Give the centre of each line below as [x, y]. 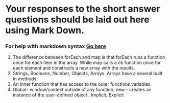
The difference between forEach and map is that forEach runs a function [89, 57]
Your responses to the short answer [83, 9]
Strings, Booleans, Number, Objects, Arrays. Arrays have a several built [88, 74]
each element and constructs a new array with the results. [74, 68]
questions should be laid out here [77, 20]
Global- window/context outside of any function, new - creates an [82, 90]
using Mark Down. [45, 30]
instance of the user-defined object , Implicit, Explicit [68, 95]
